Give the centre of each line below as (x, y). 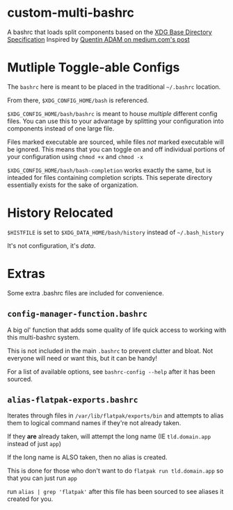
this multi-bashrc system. (43, 337)
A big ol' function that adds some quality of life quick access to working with (117, 330)
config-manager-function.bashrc (78, 314)
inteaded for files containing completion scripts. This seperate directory (110, 177)
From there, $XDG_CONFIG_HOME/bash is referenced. (78, 100)
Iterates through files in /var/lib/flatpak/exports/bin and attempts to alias (115, 416)
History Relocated (60, 213)
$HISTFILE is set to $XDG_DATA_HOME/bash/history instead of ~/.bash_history (116, 232)
